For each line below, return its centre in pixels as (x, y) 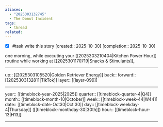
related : (14, 32)
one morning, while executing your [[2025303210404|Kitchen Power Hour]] (81, 56)
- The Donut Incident (31, 18)
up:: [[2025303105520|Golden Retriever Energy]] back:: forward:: (71, 75)
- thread (18, 28)
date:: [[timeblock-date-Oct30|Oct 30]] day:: (50, 105)
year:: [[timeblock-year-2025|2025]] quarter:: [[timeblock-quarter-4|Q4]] (78, 94)
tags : (10, 23)
